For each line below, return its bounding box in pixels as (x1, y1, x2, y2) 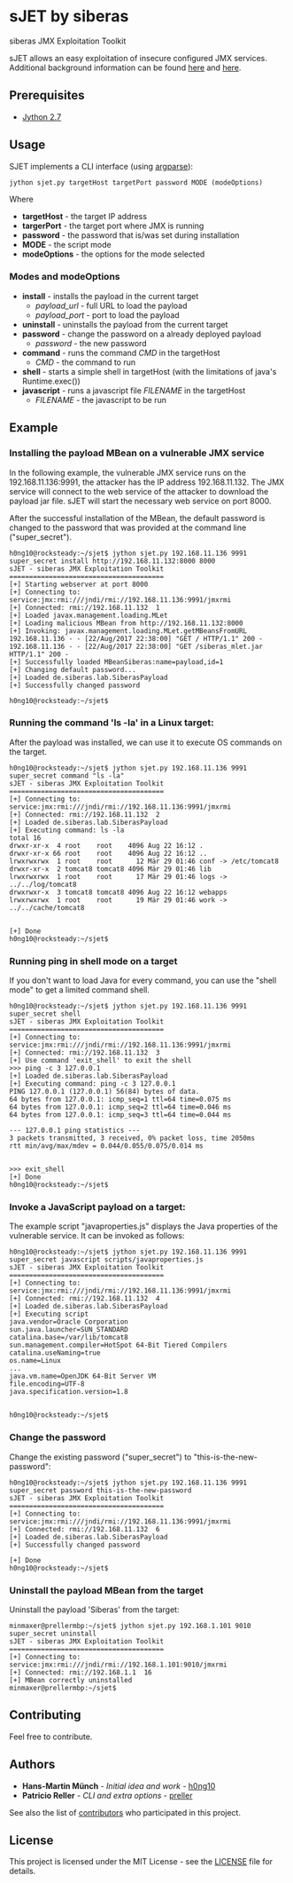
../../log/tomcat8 (9, 880, 77, 889)
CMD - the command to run (35, 357, 135, 368)
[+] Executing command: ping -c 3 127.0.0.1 (9, 1080, 176, 1088)
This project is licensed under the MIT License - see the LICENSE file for (9, 1856, 273, 1867)
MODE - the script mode (21, 239, 112, 249)
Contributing (9, 1707, 81, 1723)
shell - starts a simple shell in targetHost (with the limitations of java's (21, 366, 277, 376)
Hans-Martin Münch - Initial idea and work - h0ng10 (21, 1780, 216, 1791)
